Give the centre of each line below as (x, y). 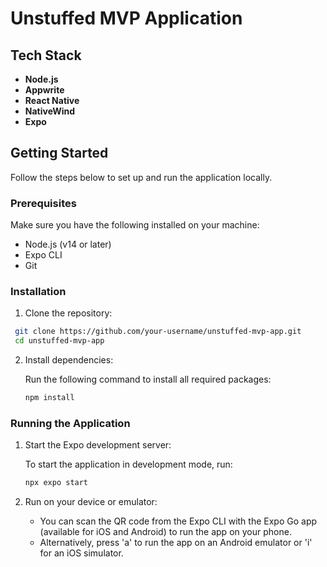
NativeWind (50, 111)
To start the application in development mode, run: (128, 464)
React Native (52, 100)
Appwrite (44, 90)
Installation (38, 292)
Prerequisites (43, 203)
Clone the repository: (68, 313)
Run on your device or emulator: (91, 502)
